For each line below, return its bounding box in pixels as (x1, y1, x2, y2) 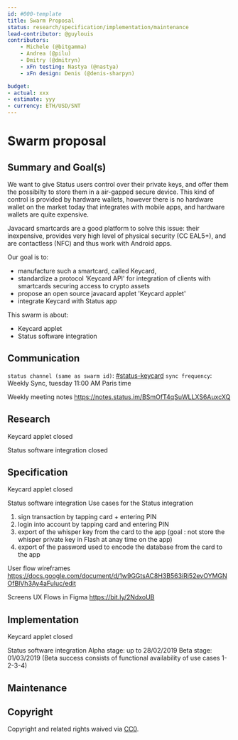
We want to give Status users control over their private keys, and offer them (7, 180, 229, 188)
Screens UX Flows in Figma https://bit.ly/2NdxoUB (7, 593, 155, 602)
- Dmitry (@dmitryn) (20, 57, 81, 64)
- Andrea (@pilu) (20, 50, 72, 58)
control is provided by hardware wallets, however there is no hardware (7, 195, 214, 203)
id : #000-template (7, 10, 62, 18)
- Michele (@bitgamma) (20, 43, 87, 50)
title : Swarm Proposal (7, 17, 75, 24)
